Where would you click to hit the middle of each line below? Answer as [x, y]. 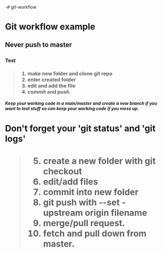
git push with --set [81, 202]
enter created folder [52, 79]
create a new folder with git [99, 161]
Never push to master [38, 45]
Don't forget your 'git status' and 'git [80, 128]
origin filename [116, 213]
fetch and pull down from [95, 233]
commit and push [48, 92]
